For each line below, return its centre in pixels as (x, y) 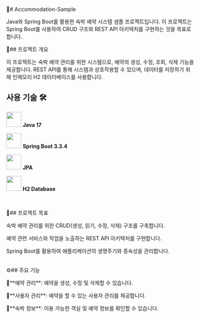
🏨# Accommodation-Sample (41, 9)
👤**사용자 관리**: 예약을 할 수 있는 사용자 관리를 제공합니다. (76, 295)
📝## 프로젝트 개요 (28, 49)
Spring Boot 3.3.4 (45, 146)
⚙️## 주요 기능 (23, 270)
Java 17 (32, 125)
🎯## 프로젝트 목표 (28, 213)
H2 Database (39, 189)
